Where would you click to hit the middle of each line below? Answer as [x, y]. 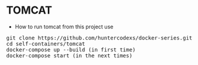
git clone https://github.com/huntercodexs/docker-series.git [99, 38]
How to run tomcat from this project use [64, 27]
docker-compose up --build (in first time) [71, 50]
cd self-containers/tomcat [46, 44]
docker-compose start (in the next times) [69, 56]
